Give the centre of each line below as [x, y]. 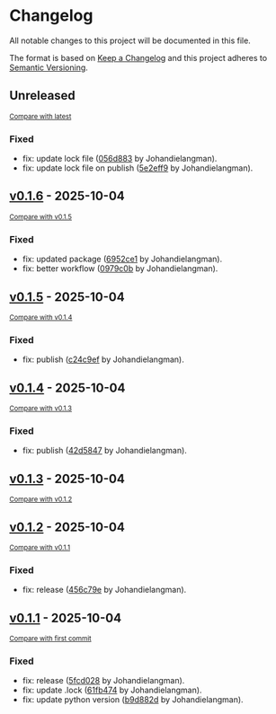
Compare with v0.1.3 [41, 409]
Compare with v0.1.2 [41, 499]
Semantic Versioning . [49, 67]
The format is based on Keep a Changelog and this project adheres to [138, 57]
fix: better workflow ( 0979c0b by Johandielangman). [120, 269]
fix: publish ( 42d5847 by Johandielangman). [104, 451]
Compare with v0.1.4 [41, 317]
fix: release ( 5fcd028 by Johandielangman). [103, 681]
